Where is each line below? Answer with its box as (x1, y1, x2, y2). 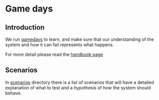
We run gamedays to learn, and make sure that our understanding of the (5, 36, 154, 42)
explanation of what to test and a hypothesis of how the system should (5, 84, 151, 90)
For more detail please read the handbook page (5, 51, 103, 57)
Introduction (5, 23, 45, 32)
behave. (5, 90, 22, 96)
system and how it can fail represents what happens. (5, 42, 114, 48)
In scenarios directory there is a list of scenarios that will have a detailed (5, 79, 154, 85)
